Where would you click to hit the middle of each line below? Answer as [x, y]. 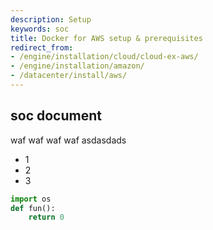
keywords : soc [40, 29]
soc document [56, 116]
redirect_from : [42, 47]
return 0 [46, 217]
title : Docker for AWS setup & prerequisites [106, 38]
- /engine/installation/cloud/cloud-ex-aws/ [104, 57]
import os [31, 199]
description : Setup [51, 19]
